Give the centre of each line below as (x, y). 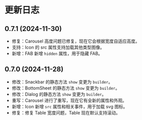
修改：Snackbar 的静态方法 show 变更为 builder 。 (62, 81)
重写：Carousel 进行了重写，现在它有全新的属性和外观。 (69, 100)
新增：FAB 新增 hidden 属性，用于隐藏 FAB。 (57, 53)
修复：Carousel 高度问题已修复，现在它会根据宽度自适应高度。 (76, 41)
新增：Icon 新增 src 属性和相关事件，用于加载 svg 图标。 (70, 106)
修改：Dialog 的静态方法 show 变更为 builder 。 (59, 94)
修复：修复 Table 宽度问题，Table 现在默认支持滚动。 (66, 113)
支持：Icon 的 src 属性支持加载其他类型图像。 (58, 47)
